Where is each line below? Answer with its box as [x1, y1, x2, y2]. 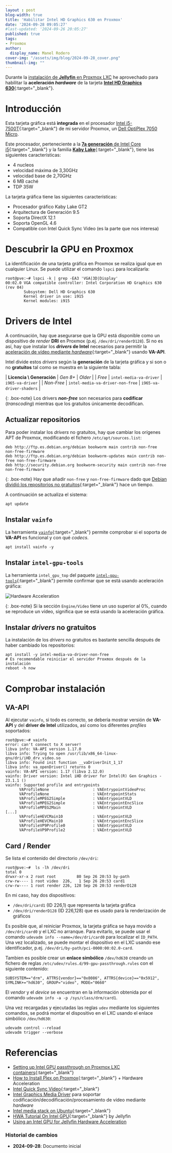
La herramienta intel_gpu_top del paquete [5, 572, 95, 578]
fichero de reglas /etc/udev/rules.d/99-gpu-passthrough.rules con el [5, 960, 154, 966]
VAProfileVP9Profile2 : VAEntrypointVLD [18, 828, 132, 833]
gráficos [12, 913, 31, 919]
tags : [5, 36, 17, 42]
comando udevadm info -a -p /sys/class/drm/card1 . [5, 995, 118, 1001]
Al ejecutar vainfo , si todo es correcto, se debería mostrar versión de [5, 717, 152, 723]
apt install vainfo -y [5, 544, 54, 550]
